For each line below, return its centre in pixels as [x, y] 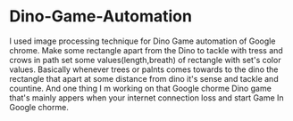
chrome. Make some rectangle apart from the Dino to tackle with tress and [146, 50]
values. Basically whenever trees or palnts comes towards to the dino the [144, 69]
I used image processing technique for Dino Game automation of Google [142, 41]
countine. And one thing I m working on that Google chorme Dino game [141, 88]
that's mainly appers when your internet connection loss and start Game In [146, 97]
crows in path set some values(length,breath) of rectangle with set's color [145, 60]
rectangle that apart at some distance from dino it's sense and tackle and [144, 78]
